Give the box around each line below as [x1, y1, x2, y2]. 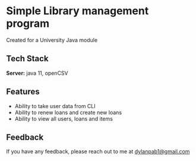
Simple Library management [6, 4, 149, 18]
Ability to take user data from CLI [14, 102, 96, 109]
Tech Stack [6, 53, 49, 64]
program [6, 17, 50, 30]
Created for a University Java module [6, 36, 98, 43]
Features [6, 87, 40, 97]
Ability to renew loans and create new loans [14, 109, 122, 116]
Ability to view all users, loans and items [14, 115, 113, 122]
